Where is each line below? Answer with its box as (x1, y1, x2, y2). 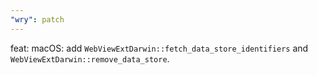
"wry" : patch (10, 14, 65, 25)
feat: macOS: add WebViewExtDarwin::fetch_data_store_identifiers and (10, 42, 309, 54)
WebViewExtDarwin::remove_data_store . (10, 52, 170, 65)
